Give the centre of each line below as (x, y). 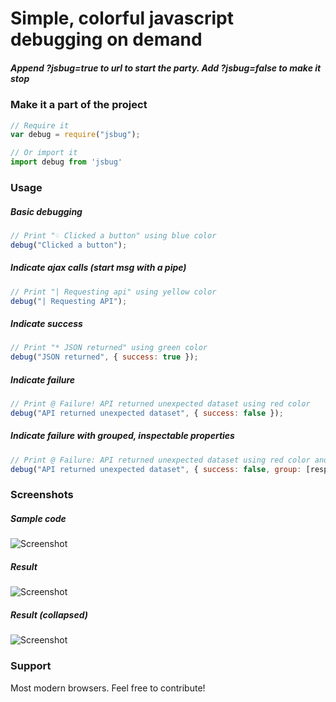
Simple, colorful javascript (122, 18)
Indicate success (46, 323)
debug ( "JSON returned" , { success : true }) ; (104, 357)
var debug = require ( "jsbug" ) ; (75, 135)
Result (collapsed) (49, 615)
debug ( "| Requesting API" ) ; (69, 301)
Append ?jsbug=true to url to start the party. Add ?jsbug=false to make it (166, 68)
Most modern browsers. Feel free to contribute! (108, 688)
